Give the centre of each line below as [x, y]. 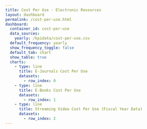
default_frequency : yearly [39, 43]
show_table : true [28, 57]
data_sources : [25, 34]
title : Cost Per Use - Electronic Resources [53, 10]
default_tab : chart [31, 52]
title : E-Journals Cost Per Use [53, 72]
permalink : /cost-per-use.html [39, 19]
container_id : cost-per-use [40, 29]
